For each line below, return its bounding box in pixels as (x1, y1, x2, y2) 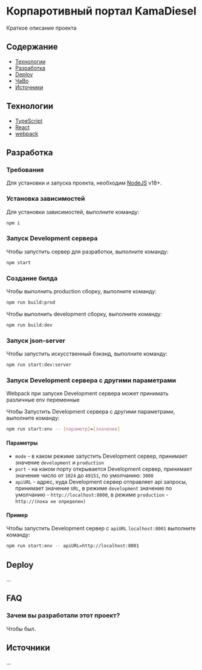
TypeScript (15, 117, 43, 125)
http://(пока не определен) (15, 499, 86, 505)
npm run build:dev (6, 322, 53, 328)
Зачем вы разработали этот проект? (6, 611, 120, 620)
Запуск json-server (6, 336, 65, 345)
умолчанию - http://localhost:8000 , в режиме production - (15, 491, 169, 498)
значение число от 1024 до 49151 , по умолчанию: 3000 (15, 472, 154, 479)
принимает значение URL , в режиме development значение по (15, 485, 172, 492)
